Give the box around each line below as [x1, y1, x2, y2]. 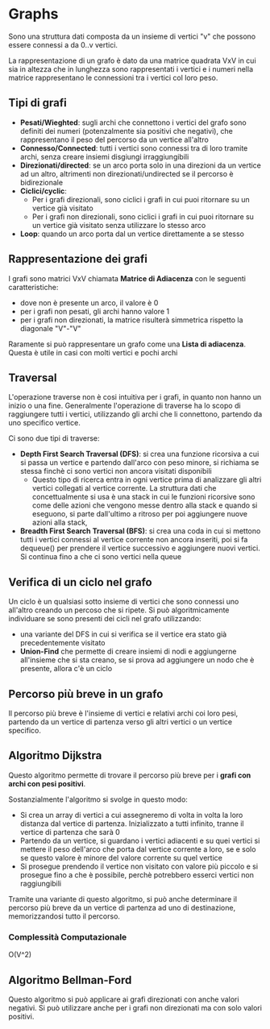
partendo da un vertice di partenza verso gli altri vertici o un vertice [8, 717, 232, 726]
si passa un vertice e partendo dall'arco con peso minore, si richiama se [19, 458, 260, 467]
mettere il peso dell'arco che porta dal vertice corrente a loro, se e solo [19, 844, 256, 854]
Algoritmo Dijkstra [8, 749, 102, 762]
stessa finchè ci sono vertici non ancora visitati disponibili [19, 467, 212, 476]
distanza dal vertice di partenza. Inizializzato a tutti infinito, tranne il [19, 819, 244, 828]
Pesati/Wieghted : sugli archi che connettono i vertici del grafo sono [19, 118, 247, 127]
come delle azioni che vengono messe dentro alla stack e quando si [31, 500, 258, 510]
